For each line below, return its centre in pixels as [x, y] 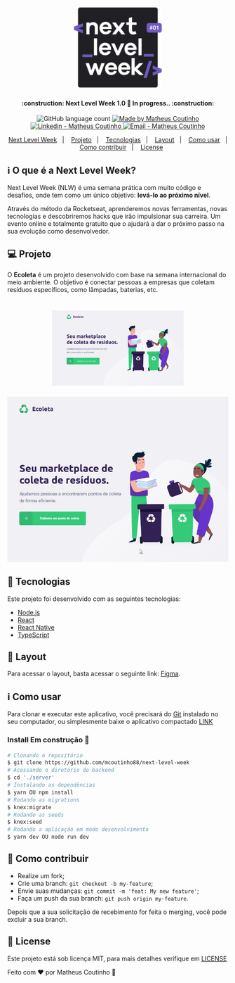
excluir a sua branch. [38, 919]
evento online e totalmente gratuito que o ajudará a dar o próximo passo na [116, 224]
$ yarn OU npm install [40, 792]
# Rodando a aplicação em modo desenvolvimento [78, 830]
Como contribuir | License [121, 147]
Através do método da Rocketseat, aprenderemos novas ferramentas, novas [117, 209]
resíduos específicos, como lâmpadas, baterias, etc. [83, 289]
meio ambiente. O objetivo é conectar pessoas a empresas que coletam [111, 282]
